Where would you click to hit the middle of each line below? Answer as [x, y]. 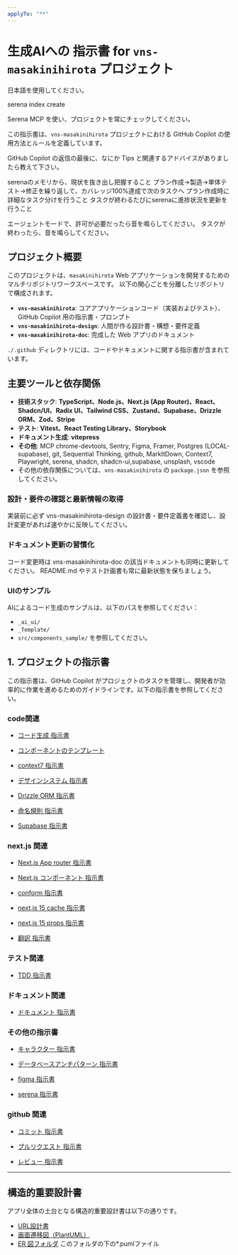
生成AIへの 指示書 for [69, 51]
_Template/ [34, 630]
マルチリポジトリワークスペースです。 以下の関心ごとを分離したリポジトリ [116, 284]
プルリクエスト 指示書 [50, 1146]
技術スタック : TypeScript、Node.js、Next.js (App [91, 402]
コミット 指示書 [40, 1131]
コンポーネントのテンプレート [61, 750]
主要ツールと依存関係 [54, 383]
